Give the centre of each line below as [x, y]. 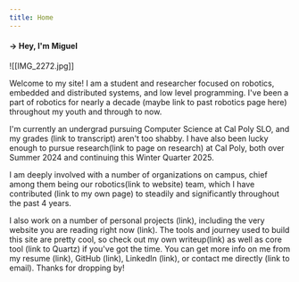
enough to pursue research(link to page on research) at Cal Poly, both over [147, 147]
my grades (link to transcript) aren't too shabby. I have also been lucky [139, 138]
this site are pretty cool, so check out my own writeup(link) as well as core [146, 239]
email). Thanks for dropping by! [67, 268]
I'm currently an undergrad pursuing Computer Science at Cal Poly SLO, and [149, 129]
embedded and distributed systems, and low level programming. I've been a [149, 92]
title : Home [31, 17]
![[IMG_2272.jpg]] [42, 66]
